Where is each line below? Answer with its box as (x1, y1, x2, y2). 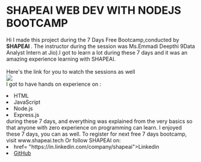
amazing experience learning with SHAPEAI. (6, 55, 116, 62)
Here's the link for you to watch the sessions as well (6, 68, 135, 75)
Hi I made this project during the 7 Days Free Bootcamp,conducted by (6, 36, 179, 43)
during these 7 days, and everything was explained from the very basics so (6, 118, 193, 125)
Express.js (14, 111, 40, 118)
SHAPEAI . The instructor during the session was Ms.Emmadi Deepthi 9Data (6, 43, 196, 50)
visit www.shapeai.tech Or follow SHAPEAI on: (6, 136, 122, 144)
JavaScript (14, 98, 41, 106)
